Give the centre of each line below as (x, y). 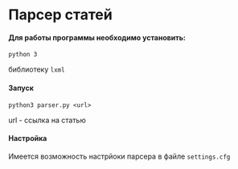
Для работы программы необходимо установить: (97, 37)
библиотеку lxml (37, 69)
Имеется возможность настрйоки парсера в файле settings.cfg (119, 156)
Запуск (21, 88)
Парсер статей (60, 15)
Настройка (28, 138)
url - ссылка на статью (47, 120)
